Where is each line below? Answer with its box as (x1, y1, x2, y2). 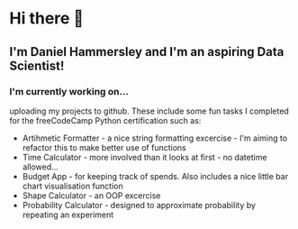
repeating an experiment (22, 209, 114, 220)
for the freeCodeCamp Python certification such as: (9, 114, 202, 125)
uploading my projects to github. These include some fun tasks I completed (9, 105, 290, 116)
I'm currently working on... (9, 85, 129, 97)
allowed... (22, 161, 59, 172)
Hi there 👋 (9, 8, 84, 29)
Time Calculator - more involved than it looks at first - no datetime (22, 151, 267, 162)
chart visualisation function (22, 180, 123, 191)
